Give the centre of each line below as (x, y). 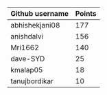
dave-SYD (28, 59)
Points (86, 13)
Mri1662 (25, 47)
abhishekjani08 (35, 25)
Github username (40, 13)
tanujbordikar (32, 81)
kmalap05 (27, 70)
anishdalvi (27, 36)
